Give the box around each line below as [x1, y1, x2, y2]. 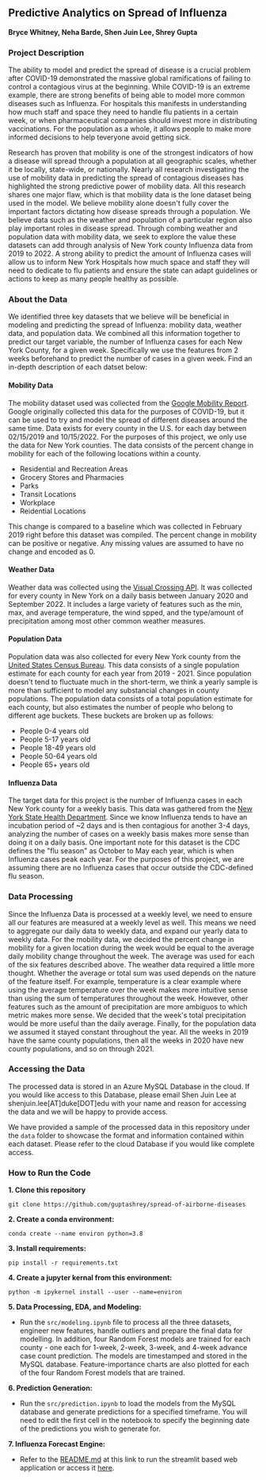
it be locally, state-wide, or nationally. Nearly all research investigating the [8, 165, 249, 174]
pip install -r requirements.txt [8, 1259, 119, 1267]
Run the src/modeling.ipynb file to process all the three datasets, [19, 1318, 232, 1327]
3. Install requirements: [8, 1244, 87, 1253]
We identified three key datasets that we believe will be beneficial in [8, 312, 230, 322]
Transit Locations [19, 489, 77, 498]
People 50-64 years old [19, 752, 97, 761]
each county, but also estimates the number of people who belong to [8, 703, 234, 712]
